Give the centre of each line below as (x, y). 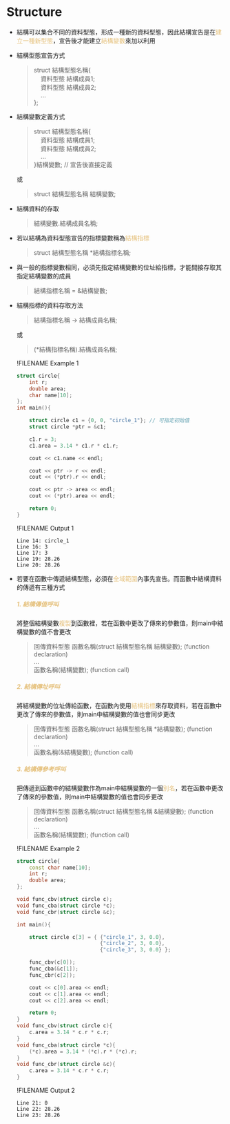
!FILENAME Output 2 (45, 1090)
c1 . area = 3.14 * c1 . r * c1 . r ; (74, 446)
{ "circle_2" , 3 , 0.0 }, (133, 944)
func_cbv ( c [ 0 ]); (52, 962)
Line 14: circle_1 (43, 541)
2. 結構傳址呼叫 (38, 687)
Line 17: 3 (32, 553)
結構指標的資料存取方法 (50, 305)
